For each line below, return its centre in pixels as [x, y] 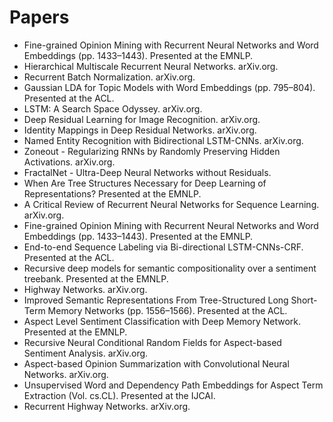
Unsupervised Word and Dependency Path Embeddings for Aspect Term [173, 385]
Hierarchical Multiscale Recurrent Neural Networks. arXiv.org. [151, 66]
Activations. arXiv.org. [69, 162]
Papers [39, 17]
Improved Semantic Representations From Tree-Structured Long [156, 300]
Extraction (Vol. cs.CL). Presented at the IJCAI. [119, 395]
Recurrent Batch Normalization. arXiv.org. [109, 77]
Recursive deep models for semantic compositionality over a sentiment [170, 268]
